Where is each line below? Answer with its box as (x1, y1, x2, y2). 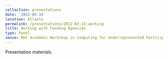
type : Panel (5, 30, 30, 35)
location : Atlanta (5, 16, 43, 21)
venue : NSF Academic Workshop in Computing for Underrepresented (5, 35, 144, 40)
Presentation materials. (5, 48, 53, 55)
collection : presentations (5, 7, 61, 12)
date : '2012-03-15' (5, 12, 46, 17)
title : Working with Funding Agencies (5, 26, 86, 31)
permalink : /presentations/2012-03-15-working (5, 21, 104, 26)
